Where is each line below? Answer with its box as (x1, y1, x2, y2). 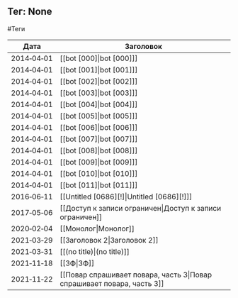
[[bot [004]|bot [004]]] (59, 99, 138, 109)
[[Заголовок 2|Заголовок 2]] (59, 235, 159, 245)
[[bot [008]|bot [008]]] (59, 145, 138, 155)
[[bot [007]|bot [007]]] (59, 134, 138, 144)
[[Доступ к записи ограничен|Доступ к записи (59, 203, 222, 213)
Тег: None (7, 6, 52, 18)
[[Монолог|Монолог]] (59, 223, 135, 233)
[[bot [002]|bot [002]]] (59, 76, 138, 86)
